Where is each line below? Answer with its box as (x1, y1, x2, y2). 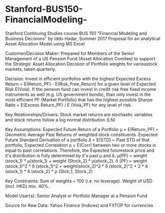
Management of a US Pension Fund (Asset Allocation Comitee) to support (5, 55, 156, 61)
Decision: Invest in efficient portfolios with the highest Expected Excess (5, 76, 151, 82)
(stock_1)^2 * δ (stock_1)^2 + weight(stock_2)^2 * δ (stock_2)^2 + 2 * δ (5, 163, 148, 169)
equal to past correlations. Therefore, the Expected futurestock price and (5, 147, 155, 153)
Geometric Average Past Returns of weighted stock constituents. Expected (5, 131, 158, 137)
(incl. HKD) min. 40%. (5, 183, 50, 189)
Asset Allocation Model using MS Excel (5, 41, 85, 46)
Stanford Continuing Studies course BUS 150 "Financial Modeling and (5, 30, 147, 36)
